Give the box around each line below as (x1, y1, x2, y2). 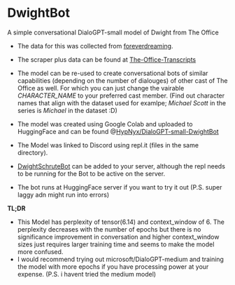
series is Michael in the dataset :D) (17, 106, 117, 114)
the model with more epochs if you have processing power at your (17, 262, 209, 271)
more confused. (17, 247, 64, 256)
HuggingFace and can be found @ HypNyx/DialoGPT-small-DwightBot (17, 127, 219, 135)
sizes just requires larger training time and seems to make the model (17, 240, 215, 248)
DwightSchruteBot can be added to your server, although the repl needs (17, 161, 226, 170)
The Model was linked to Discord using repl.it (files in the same (17, 140, 199, 149)
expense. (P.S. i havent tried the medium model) (17, 270, 156, 278)
